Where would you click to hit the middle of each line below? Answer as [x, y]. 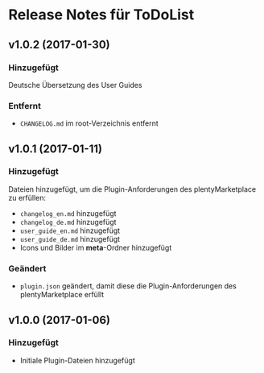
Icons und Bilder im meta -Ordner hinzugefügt [96, 247]
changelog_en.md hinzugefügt [68, 213]
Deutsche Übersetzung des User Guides [75, 85]
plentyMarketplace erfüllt [62, 295]
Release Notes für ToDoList [101, 15]
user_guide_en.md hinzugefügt [70, 230]
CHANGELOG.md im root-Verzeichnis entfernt [89, 123]
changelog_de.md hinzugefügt [68, 222]
